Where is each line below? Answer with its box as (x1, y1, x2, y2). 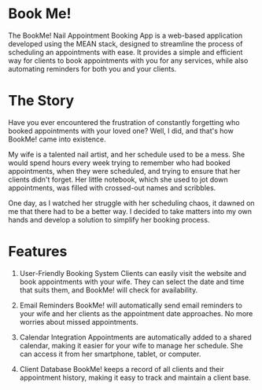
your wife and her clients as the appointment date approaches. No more (19, 308, 253, 318)
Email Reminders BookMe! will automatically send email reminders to (19, 300, 242, 310)
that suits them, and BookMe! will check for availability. (19, 285, 198, 295)
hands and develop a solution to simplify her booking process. (8, 215, 210, 224)
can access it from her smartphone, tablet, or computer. (19, 349, 201, 359)
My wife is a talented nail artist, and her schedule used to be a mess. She (8, 149, 245, 159)
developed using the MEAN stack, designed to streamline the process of (8, 39, 243, 48)
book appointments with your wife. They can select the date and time (19, 277, 245, 286)
